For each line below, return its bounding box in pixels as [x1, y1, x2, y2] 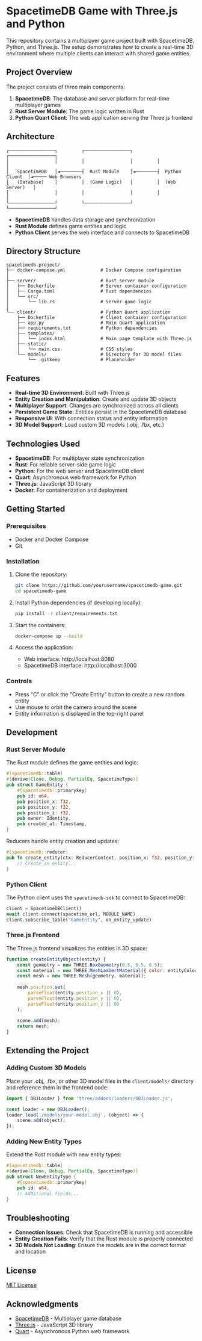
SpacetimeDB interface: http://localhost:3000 [23, 662, 137, 669]
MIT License [6, 1281, 37, 1289]
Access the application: [14, 644, 73, 651]
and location [14, 1248, 46, 1256]
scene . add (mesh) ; [17, 1018, 61, 1024]
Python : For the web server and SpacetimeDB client [14, 468, 144, 474]
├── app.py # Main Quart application [17, 320, 165, 326]
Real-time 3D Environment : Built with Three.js [14, 389, 130, 397]
